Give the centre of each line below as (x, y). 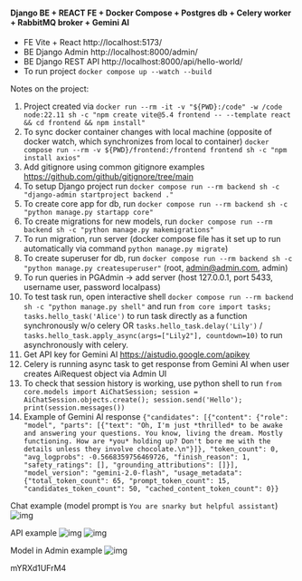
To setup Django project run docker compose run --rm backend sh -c (151, 187)
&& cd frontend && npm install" (84, 123)
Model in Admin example (57, 551)
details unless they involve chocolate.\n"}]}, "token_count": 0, (151, 450)
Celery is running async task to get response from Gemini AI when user (156, 364)
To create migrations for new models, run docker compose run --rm (148, 221)
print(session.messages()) (74, 408)
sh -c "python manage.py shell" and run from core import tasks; (147, 306)
